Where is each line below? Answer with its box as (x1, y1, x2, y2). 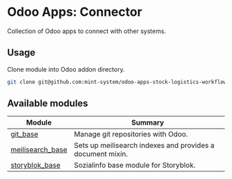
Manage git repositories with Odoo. (73, 129, 188, 139)
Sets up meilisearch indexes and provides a (73, 140, 215, 150)
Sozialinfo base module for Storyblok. (73, 160, 196, 170)
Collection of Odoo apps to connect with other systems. (7, 27, 166, 35)
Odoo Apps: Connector (7, 4, 143, 20)
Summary (130, 118, 164, 127)
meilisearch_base (10, 145, 68, 155)
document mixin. (73, 149, 128, 159)
